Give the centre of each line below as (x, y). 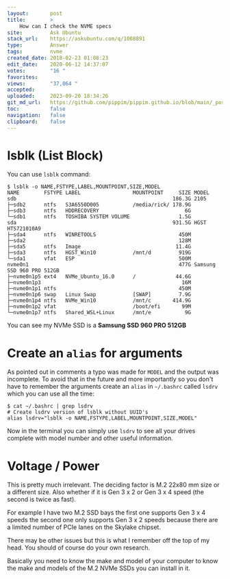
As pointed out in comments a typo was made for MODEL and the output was (113, 372)
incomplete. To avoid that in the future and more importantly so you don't (110, 379)
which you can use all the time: (51, 394)
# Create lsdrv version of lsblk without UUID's (78, 412)
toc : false (37, 109)
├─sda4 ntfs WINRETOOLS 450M (99, 235)
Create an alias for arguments (95, 353)
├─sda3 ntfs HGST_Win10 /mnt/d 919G (99, 253)
